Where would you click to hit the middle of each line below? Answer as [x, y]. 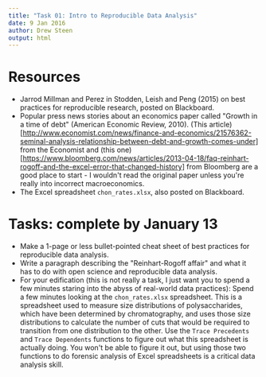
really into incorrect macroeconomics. [82, 184]
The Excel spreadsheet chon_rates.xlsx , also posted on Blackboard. [132, 192]
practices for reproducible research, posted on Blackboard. [117, 107]
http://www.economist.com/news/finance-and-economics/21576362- [137, 133]
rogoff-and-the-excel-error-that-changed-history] [102, 167]
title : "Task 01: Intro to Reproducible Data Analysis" [103, 16]
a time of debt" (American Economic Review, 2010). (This [113, 125]
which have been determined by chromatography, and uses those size [135, 314]
